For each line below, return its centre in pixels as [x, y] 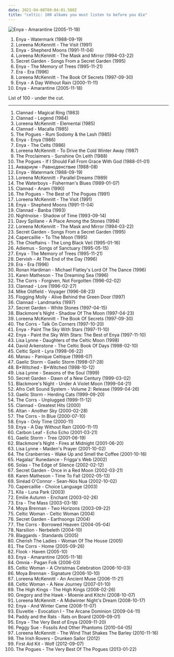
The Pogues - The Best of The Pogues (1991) [63, 194]
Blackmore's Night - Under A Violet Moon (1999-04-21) [74, 384]
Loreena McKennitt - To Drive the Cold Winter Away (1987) [77, 150]
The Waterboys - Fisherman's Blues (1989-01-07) [68, 183]
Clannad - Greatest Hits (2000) [48, 405]
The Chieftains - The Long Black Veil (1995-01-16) [68, 242]
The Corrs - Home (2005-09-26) [50, 546]
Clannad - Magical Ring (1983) [48, 112]
